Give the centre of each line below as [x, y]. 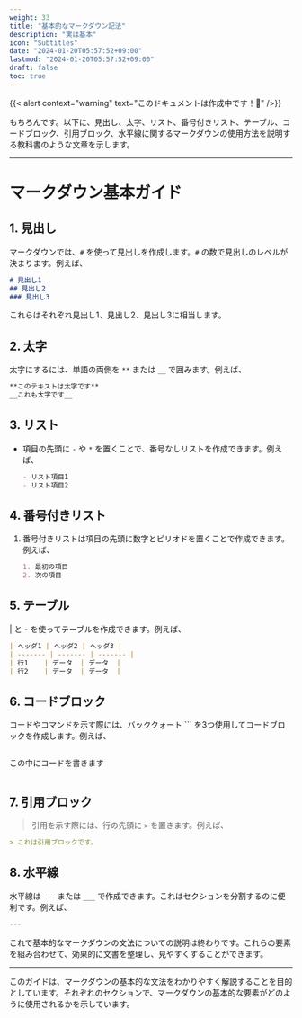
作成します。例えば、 [72, 736]
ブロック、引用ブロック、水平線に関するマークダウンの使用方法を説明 [154, 133]
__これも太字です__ [41, 395]
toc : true [28, 76]
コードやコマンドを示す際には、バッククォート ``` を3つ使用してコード [140, 725]
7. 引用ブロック [51, 802]
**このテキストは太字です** [54, 387]
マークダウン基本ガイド [96, 192]
